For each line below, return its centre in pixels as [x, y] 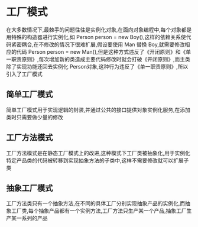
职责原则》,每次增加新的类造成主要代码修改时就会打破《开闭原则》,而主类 [101, 59]
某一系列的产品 [29, 218]
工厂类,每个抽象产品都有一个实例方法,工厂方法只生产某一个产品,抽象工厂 [99, 211]
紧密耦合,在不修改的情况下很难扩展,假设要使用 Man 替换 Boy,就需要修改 [98, 44]
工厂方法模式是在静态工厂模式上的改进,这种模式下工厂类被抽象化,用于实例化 [98, 153]
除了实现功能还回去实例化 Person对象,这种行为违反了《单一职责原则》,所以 [97, 66]
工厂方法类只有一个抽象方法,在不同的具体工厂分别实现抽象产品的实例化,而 [96, 203]
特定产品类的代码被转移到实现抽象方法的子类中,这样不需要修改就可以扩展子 [98, 160]
